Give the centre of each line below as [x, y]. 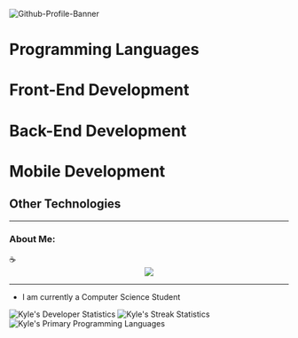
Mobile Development [87, 171]
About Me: [32, 240]
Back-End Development [98, 131]
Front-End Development [99, 90]
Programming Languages [104, 50]
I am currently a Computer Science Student [101, 296]
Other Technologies [65, 204]
